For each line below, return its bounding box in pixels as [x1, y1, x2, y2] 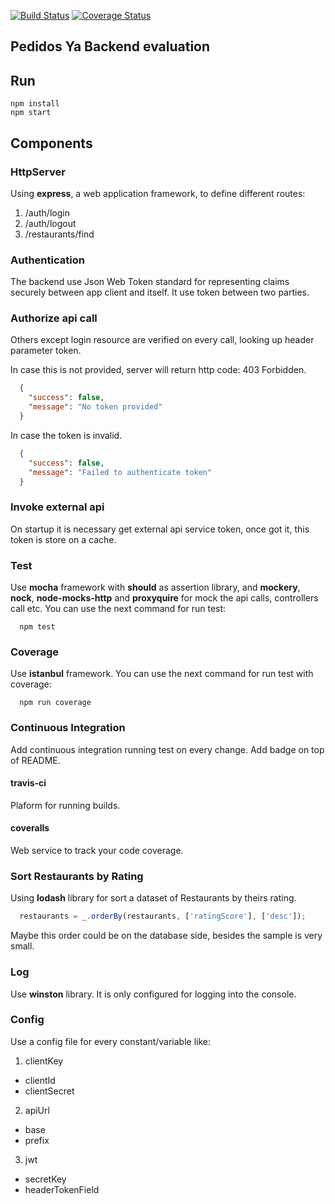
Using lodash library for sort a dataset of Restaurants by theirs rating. [10, 892, 297, 904]
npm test [19, 622, 56, 632]
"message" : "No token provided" [28, 402, 163, 412]
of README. [10, 754, 61, 766]
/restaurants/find [24, 228, 95, 240]
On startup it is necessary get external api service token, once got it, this [10, 523, 310, 535]
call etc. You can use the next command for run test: [10, 603, 227, 615]
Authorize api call [10, 311, 98, 325]
